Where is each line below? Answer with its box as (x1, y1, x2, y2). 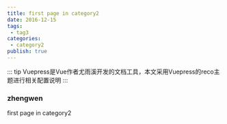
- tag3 (10, 29, 29, 36)
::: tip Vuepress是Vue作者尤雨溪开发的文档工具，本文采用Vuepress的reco (7, 67, 214, 76)
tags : (7, 22, 23, 29)
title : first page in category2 (7, 10, 99, 17)
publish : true (7, 48, 48, 55)
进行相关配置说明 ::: (12, 76, 68, 84)
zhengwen (7, 93, 43, 103)
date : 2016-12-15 (7, 16, 57, 23)
